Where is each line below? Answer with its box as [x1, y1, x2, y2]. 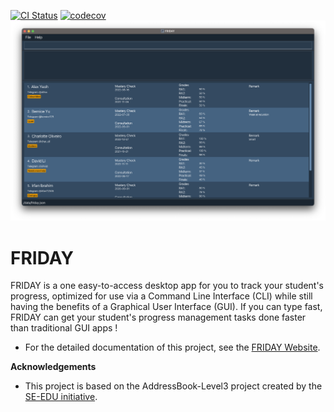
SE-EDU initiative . [24, 391, 98, 403]
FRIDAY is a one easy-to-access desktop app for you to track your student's [10, 280, 325, 292]
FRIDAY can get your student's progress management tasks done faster [10, 311, 307, 324]
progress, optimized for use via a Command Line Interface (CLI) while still [10, 290, 313, 302]
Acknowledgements [10, 361, 97, 373]
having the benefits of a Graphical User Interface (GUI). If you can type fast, [10, 301, 323, 313]
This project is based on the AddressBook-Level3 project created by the [24, 380, 323, 392]
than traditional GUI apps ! [10, 322, 118, 334]
